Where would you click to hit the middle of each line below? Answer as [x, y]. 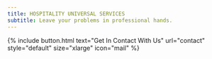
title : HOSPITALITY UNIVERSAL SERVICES [66, 14]
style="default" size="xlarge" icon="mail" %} [73, 48]
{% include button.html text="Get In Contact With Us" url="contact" [106, 40]
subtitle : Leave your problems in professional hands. [90, 20]
